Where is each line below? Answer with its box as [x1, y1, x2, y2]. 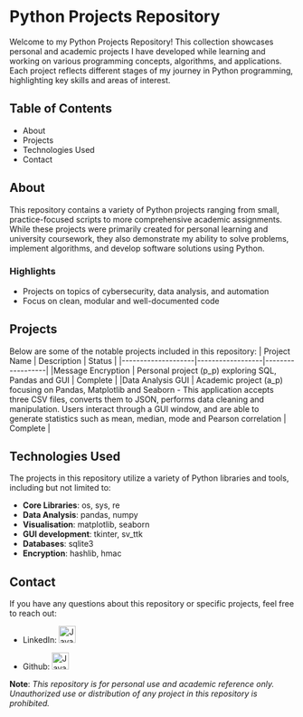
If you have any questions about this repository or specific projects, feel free [9, 598, 295, 609]
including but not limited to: [9, 483, 111, 493]
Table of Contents [9, 101, 113, 117]
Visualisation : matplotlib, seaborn [22, 519, 150, 531]
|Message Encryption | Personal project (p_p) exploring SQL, [50, 365, 278, 376]
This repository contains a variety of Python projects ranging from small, [9, 204, 279, 215]
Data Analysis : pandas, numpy [22, 510, 138, 521]
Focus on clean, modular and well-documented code [22, 295, 220, 306]
